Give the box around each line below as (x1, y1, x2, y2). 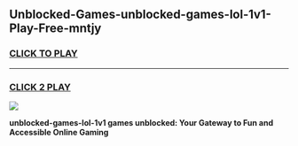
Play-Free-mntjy (9, 21, 102, 36)
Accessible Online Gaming (9, 127, 109, 137)
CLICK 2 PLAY (9, 81, 71, 93)
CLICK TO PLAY (9, 48, 78, 60)
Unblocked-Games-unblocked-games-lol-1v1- (9, 7, 272, 22)
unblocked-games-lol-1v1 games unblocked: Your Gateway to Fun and (9, 117, 273, 127)
